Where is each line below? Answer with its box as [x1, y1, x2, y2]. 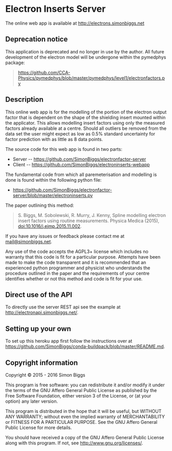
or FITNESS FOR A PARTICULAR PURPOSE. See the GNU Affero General [5, 419, 158, 425]
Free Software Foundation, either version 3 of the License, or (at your [5, 393, 152, 399]
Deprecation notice [5, 35, 68, 44]
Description [5, 95, 44, 104]
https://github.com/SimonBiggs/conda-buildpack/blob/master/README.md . [5, 343, 165, 349]
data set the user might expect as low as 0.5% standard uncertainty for [5, 130, 155, 136]
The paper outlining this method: [5, 202, 74, 208]
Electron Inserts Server [5, 3, 106, 15]
